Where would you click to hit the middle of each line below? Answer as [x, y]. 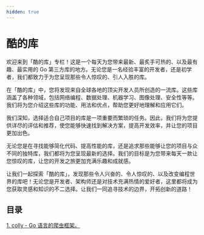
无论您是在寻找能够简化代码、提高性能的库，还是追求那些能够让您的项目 [97, 145]
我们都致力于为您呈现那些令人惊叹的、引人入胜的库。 [83, 77]
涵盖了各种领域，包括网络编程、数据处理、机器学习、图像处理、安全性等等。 [102, 97]
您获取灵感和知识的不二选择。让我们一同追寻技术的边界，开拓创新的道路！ [99, 189]
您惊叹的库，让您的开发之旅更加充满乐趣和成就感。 [70, 161]
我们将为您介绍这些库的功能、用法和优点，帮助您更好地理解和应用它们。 [97, 105]
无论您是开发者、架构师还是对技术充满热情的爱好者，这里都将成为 [115, 181]
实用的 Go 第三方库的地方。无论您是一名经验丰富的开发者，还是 [102, 69]
